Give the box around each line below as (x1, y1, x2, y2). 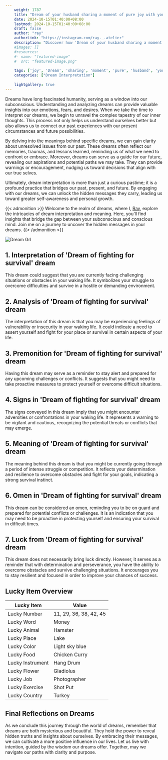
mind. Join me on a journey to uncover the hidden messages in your (5, 221, 145, 227)
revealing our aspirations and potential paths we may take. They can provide (5, 159, 162, 165)
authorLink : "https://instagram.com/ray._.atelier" (14, 36, 124, 41)
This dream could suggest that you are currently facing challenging (5, 272, 144, 278)
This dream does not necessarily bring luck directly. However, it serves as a (5, 556, 161, 562)
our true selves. (5, 169, 37, 176)
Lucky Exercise (7, 684, 43, 691)
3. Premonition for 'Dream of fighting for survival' (5, 349, 162, 357)
